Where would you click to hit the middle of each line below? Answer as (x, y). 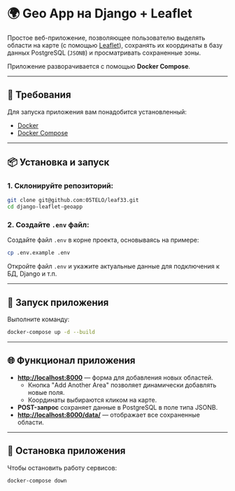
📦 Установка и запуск (58, 162)
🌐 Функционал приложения (71, 361)
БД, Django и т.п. (32, 274)
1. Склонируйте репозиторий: (60, 186)
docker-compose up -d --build (51, 332)
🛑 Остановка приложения (66, 451)
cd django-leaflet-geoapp (45, 207)
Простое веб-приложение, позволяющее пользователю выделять (106, 38)
